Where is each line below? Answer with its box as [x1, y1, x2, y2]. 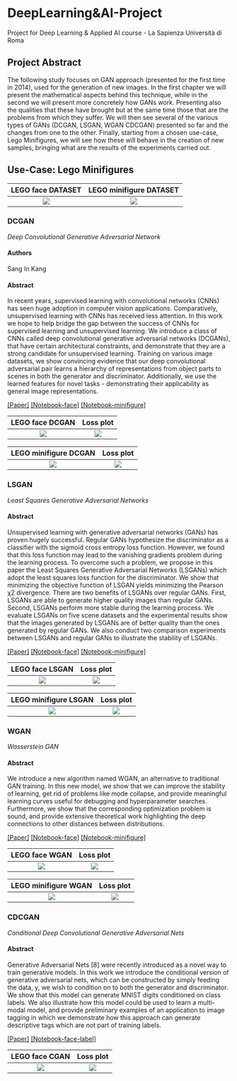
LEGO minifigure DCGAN [11, 449, 96, 459]
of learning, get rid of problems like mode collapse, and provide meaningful [7, 789, 227, 798]
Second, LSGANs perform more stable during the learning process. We [7, 603, 214, 612]
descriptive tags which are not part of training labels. [7, 1021, 161, 1029]
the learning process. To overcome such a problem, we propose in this [7, 558, 214, 566]
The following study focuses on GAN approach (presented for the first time [7, 75, 226, 84]
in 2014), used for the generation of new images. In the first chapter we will [7, 83, 226, 92]
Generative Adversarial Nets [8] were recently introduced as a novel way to [7, 960, 227, 969]
